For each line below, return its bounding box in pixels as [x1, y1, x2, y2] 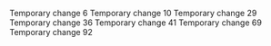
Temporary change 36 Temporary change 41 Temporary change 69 [9, 17, 262, 28]
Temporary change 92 [9, 27, 94, 37]
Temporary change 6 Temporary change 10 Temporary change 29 [9, 8, 257, 18]
